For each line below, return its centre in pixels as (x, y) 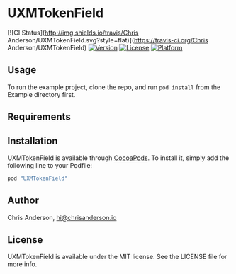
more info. (22, 264)
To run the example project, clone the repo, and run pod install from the (114, 87)
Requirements (39, 117)
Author (23, 201)
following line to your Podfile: (50, 165)
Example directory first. (41, 94)
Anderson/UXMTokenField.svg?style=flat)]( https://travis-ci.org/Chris (108, 40)
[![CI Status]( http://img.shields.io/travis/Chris (73, 33)
